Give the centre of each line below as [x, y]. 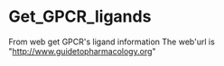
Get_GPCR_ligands [80, 17]
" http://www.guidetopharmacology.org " [82, 51]
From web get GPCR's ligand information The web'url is [112, 42]
